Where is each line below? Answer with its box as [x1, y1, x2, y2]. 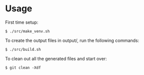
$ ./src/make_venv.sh [5, 29, 50, 34]
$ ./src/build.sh [5, 47, 41, 52]
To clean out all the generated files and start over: [5, 55, 107, 62]
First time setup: [5, 19, 39, 25]
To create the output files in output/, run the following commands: [5, 37, 140, 43]
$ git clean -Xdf [5, 65, 41, 70]
